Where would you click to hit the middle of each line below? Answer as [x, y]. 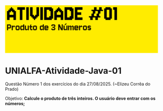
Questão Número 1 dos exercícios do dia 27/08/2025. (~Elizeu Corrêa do [78, 84]
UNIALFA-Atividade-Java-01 [63, 71]
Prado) [12, 89]
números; [15, 104]
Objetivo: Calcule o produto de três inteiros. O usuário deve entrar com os [80, 98]
